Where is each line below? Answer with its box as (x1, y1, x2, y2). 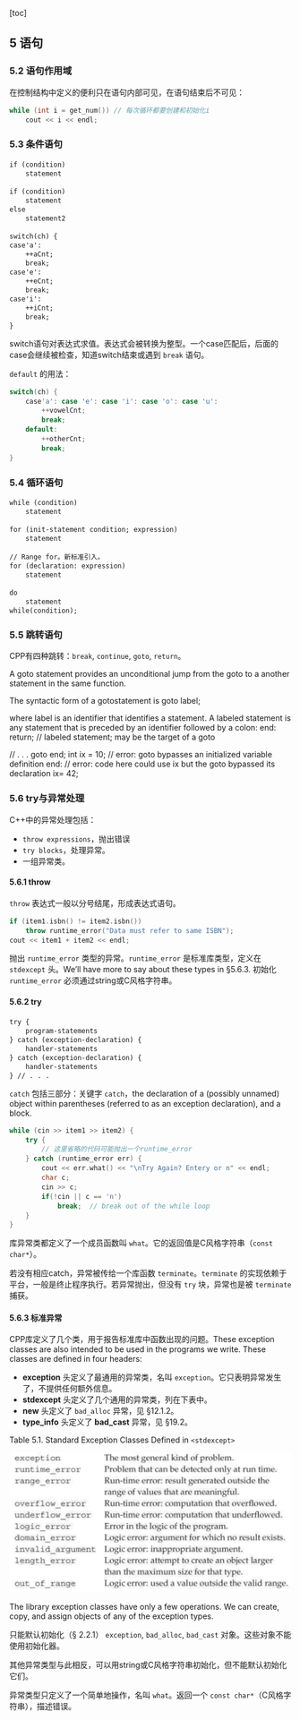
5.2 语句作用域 (9, 64, 73, 77)
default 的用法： (9, 368, 72, 379)
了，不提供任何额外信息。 (21, 1383, 117, 1394)
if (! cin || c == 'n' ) (41, 1192, 123, 1201)
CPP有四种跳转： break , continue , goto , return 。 (9, 651, 186, 662)
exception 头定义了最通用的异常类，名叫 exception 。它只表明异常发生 (21, 1372, 282, 1382)
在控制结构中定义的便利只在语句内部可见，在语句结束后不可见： (9, 87, 244, 98)
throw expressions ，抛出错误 (21, 833, 131, 844)
